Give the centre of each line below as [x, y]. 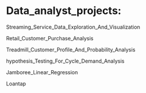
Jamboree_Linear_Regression [42, 72]
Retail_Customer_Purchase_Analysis [50, 38]
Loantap [16, 84]
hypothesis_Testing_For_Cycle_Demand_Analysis [65, 61]
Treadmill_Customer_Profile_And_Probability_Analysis [71, 49]
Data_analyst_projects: [64, 11]
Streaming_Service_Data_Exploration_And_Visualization [73, 27]
